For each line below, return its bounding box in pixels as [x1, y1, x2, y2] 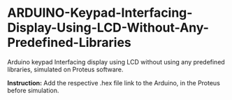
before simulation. [7, 86, 59, 94]
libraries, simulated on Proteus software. [7, 65, 124, 73]
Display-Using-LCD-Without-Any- [7, 20, 210, 36]
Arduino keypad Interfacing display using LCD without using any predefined [7, 57, 225, 66]
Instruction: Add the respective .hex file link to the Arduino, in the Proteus [7, 78, 220, 87]
